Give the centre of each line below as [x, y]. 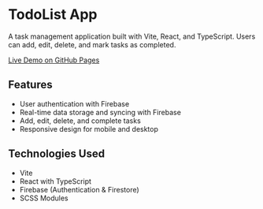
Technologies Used [56, 154]
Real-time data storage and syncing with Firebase [100, 112]
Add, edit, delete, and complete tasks [80, 121]
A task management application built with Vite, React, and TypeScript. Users [132, 36]
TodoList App [53, 15]
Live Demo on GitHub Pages [54, 60]
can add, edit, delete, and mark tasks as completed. [92, 44]
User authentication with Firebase [74, 103]
